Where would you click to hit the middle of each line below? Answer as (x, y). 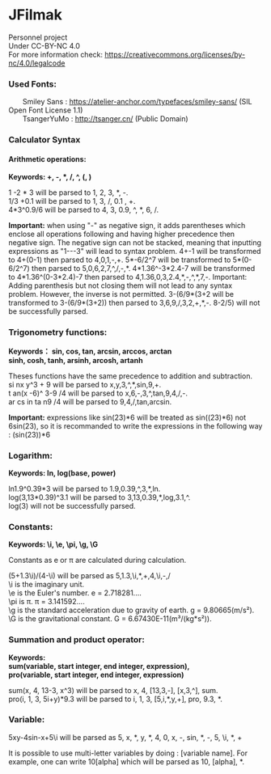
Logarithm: (30, 455)
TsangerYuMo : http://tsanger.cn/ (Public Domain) (106, 119)
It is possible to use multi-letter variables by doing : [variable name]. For (128, 753)
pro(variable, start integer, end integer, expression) (96, 675)
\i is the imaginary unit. (47, 585)
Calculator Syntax (44, 140)
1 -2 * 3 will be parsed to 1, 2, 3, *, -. (68, 192)
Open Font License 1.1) (46, 110)
